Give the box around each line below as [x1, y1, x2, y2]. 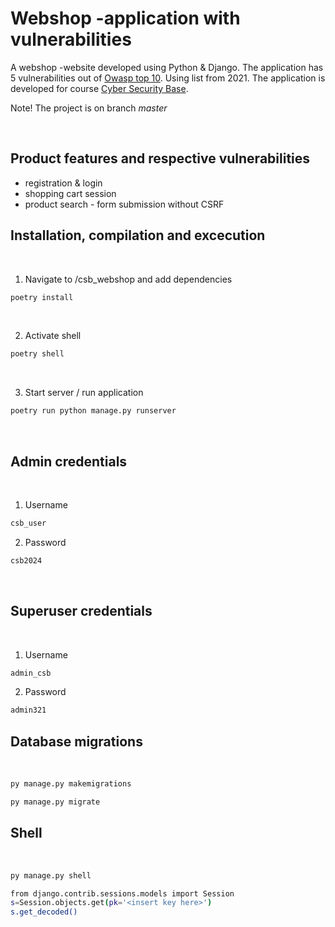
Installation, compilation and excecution [10, 227, 266, 244]
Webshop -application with [10, 7, 241, 30]
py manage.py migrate [10, 797, 101, 807]
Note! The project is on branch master [10, 102, 168, 114]
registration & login [24, 177, 103, 189]
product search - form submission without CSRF [24, 198, 225, 210]
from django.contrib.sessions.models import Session [10, 888, 235, 899]
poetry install [10, 292, 74, 302]
